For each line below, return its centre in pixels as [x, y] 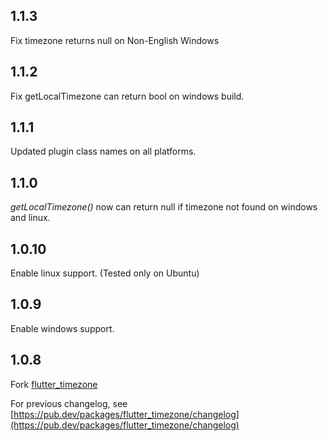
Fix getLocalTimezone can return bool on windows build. [127, 96]
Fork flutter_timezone [54, 384]
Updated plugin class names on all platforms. [103, 151]
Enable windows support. [62, 328]
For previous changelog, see [69, 403]
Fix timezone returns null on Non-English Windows [115, 40]
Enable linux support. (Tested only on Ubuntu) [105, 273]
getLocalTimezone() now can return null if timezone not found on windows [164, 207]
